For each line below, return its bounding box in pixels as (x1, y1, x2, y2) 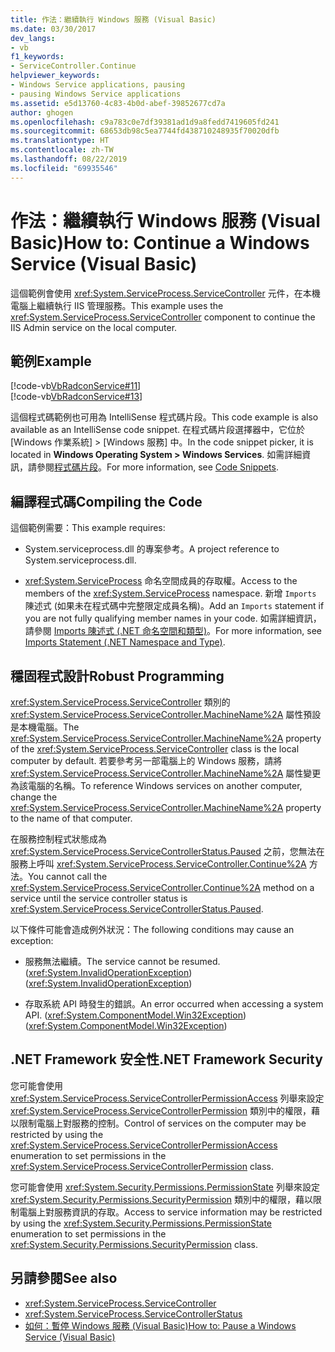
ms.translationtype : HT (10, 136, 110, 146)
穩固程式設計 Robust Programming (10, 667, 225, 685)
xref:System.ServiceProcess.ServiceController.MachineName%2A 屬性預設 (10, 709, 322, 720)
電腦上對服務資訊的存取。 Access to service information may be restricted (18, 1206, 323, 1218)
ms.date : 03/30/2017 (10, 24, 97, 34)
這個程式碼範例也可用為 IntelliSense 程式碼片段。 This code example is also (10, 411, 319, 423)
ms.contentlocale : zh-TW (10, 145, 114, 155)
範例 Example (10, 352, 92, 370)
